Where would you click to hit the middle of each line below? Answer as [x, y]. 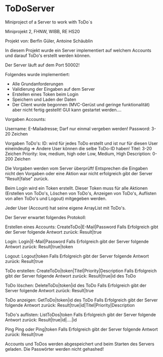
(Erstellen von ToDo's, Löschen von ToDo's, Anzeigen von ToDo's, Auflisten [81, 193]
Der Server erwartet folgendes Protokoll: [45, 217]
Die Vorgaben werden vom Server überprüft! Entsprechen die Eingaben [76, 168]
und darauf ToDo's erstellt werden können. [48, 55]
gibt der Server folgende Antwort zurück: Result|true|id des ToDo [71, 276]
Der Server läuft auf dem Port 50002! [42, 65]
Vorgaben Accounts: [26, 119]
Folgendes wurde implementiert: [37, 74]
